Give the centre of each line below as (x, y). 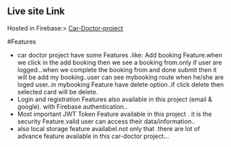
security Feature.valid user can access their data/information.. (106, 121)
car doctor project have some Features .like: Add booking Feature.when (120, 55)
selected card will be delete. (58, 92)
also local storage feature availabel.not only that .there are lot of (109, 128)
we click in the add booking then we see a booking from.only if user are (119, 62)
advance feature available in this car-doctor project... (93, 136)
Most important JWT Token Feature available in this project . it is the (114, 114)
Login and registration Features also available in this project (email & (115, 99)
